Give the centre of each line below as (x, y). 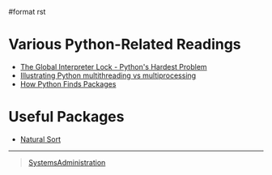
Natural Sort (40, 139)
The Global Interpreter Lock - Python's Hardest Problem (114, 66)
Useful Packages (66, 117)
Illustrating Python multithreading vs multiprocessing (108, 75)
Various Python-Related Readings (125, 45)
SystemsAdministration (67, 162)
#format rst (27, 12)
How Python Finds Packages (68, 83)
